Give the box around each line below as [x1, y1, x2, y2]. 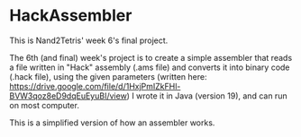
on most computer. [9, 99, 79, 110]
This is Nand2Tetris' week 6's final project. [9, 35, 169, 46]
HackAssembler [9, 5, 132, 26]
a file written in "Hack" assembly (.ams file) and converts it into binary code [9, 62, 290, 73]
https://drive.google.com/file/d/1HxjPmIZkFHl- [9, 81, 181, 91]
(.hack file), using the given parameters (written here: [9, 71, 207, 81]
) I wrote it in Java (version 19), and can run [126, 90, 287, 101]
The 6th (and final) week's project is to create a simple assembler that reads [9, 52, 293, 63]
